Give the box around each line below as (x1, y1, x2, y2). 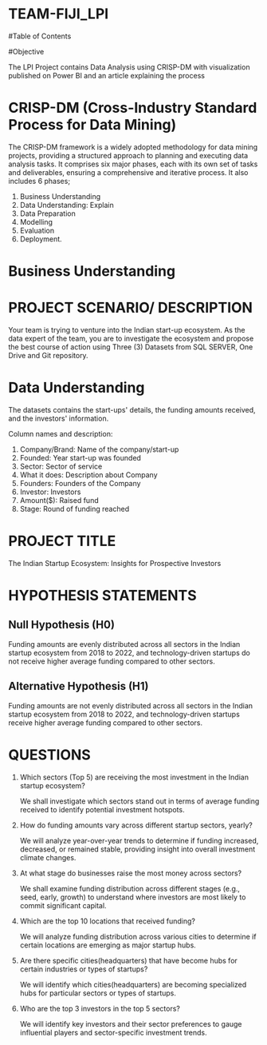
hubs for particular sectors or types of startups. (19, 988, 177, 998)
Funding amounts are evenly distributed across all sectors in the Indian (8, 639, 241, 648)
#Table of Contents (8, 31, 72, 41)
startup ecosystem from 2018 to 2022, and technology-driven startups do (8, 648, 251, 657)
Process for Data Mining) (8, 116, 177, 134)
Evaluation (19, 225, 55, 235)
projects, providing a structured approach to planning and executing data (8, 150, 249, 160)
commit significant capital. (19, 900, 107, 910)
